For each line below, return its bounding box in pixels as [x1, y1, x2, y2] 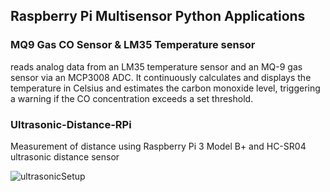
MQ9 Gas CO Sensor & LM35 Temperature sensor [10, 38, 256, 52]
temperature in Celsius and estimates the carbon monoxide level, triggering [10, 82, 321, 94]
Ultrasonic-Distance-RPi [10, 117, 132, 131]
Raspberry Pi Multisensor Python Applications [10, 8, 306, 25]
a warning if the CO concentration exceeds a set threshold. [10, 92, 254, 104]
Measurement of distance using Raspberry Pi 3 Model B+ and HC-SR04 [10, 140, 307, 152]
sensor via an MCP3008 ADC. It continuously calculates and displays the [10, 71, 312, 83]
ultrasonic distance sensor [10, 150, 120, 163]
